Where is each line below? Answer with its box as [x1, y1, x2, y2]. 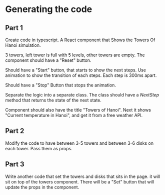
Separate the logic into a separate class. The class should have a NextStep [5, 92, 159, 97]
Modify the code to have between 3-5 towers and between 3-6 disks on [5, 140, 154, 146]
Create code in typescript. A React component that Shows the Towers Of [5, 37, 155, 43]
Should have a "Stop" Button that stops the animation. [5, 82, 116, 88]
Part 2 [5, 127, 24, 135]
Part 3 [5, 160, 24, 169]
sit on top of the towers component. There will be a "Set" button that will [5, 178, 154, 184]
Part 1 [5, 24, 23, 32]
